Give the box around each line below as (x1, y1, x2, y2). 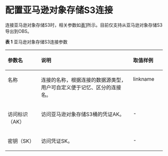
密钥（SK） (7, 138, 35, 145)
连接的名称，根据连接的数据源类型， (40, 76, 126, 83)
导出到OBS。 (5, 28, 32, 34)
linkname (133, 75, 154, 82)
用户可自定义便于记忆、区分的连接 (40, 84, 121, 91)
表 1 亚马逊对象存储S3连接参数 (5, 38, 67, 45)
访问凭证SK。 (40, 138, 73, 145)
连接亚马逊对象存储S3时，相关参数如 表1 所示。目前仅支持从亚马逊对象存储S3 (5, 22, 162, 28)
